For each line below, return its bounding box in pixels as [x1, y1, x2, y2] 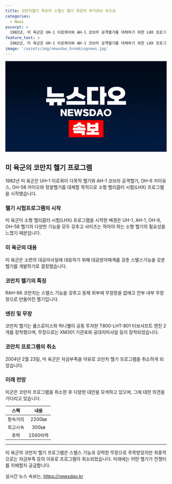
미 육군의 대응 [5, 244, 37, 251]
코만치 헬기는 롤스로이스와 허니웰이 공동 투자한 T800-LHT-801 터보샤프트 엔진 [5, 323, 162, 329]
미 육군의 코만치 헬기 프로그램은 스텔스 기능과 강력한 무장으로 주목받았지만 [5, 449, 153, 455]
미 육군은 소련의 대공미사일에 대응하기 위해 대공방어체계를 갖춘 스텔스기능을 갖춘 [5, 257, 165, 263]
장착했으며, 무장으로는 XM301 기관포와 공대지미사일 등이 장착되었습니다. [14, 329, 160, 335]
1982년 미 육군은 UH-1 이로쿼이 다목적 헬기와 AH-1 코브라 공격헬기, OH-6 [5, 178, 153, 184]
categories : [5, 13, 31, 19]
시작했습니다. [10, 191, 37, 197]
